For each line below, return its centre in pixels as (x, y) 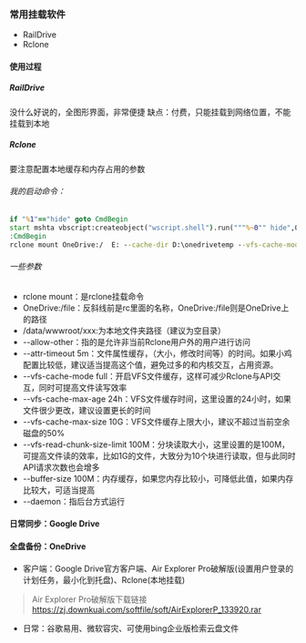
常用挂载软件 (38, 14)
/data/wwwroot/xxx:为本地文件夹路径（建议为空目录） (124, 331)
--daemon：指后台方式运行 (74, 501)
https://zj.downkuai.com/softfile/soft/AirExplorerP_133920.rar (147, 609)
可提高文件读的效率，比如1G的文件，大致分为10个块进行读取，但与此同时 (159, 455)
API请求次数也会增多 (61, 467)
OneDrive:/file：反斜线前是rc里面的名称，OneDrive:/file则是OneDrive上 (156, 308)
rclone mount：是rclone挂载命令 (83, 296)
